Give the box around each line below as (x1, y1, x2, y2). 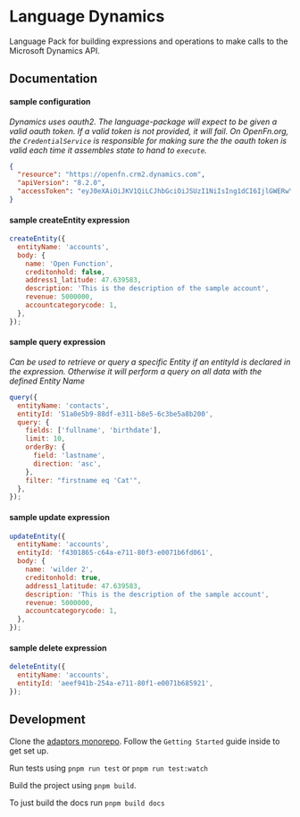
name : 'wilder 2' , (25, 565, 94, 574)
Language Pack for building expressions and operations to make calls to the (9, 36, 288, 46)
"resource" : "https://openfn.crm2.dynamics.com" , (17, 170, 205, 180)
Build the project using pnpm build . (9, 779, 137, 790)
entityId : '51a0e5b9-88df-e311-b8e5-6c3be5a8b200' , (17, 409, 214, 418)
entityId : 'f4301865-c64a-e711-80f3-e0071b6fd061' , (17, 548, 214, 558)
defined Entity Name (9, 375, 85, 386)
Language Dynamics (9, 6, 165, 27)
